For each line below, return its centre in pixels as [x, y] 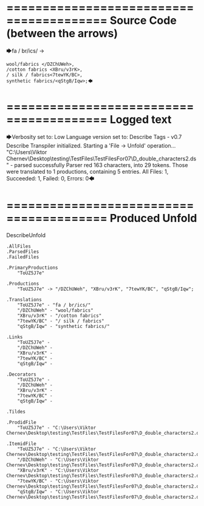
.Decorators [21, 374]
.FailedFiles [23, 257]
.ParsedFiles [23, 251]
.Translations [24, 299]
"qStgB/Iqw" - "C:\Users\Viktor [58, 491]
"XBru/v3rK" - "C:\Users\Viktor [58, 470]
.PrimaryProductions [32, 268]
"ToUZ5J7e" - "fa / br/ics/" [54, 305]
